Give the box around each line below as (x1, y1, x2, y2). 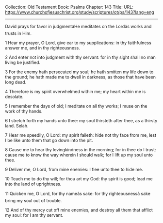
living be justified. (5, 60, 40, 65)
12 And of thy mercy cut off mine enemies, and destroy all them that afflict (5, 207, 153, 213)
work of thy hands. (5, 109, 43, 114)
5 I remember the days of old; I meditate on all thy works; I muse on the (5, 103, 147, 109)
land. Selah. (5, 123, 29, 128)
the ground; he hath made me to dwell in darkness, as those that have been (5, 74, 156, 80)
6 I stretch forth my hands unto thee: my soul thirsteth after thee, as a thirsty (5, 118, 158, 123)
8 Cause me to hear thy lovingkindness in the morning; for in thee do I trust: (5, 147, 156, 152)
